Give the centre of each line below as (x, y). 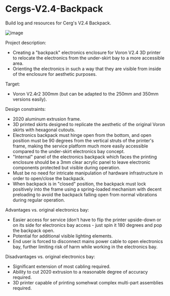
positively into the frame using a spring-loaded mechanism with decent (87, 189)
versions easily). (30, 99)
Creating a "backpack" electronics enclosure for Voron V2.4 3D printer (87, 52)
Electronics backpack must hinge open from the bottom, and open (82, 135)
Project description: (26, 42)
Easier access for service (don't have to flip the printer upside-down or (87, 220)
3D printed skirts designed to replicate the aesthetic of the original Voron (89, 124)
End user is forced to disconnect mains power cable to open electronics (88, 241)
